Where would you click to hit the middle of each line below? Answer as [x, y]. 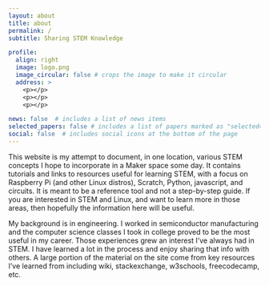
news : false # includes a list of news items [87, 119]
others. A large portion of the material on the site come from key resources [132, 257]
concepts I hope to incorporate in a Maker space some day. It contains [125, 165]
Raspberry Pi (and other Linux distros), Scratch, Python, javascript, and [126, 182]
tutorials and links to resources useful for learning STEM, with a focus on [128, 174]
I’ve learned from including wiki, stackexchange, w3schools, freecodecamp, [134, 266]
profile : [23, 53]
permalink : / [30, 30]
